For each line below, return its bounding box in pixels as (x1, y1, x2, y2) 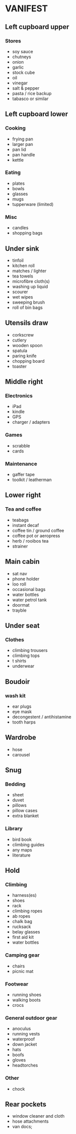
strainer (12, 543, 28, 549)
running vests (12, 1031, 40, 1037)
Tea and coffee (5, 506, 42, 513)
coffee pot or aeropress (12, 533, 60, 539)
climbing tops (12, 653, 40, 658)
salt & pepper (12, 85, 40, 91)
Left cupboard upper (5, 23, 70, 31)
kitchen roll (12, 262, 35, 269)
